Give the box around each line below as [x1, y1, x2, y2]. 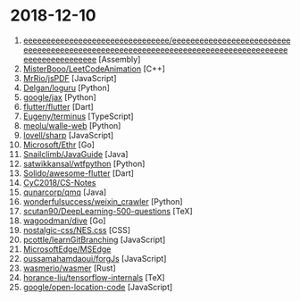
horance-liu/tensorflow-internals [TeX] [22, 272, 165, 282]
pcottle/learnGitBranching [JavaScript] [22, 234, 166, 245]
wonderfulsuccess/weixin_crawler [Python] [22, 196, 183, 206]
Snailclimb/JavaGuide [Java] [22, 148, 129, 159]
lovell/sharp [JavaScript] [22, 130, 114, 140]
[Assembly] [98, 54, 141, 64]
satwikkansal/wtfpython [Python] [22, 158, 146, 169]
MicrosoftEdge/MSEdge [22, 243, 112, 255]
